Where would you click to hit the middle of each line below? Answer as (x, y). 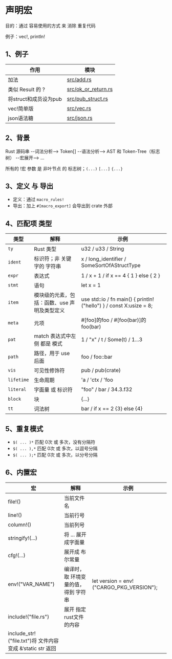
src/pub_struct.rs (88, 99)
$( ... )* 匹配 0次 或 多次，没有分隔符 (54, 442)
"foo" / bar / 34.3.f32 (107, 389)
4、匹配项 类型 (29, 223)
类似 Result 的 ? (26, 89)
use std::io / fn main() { (109, 299)
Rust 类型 (45, 249)
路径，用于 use (52, 354)
